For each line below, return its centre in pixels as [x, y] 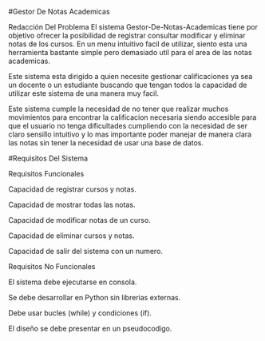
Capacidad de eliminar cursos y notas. [71, 236]
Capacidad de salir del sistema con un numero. [86, 251]
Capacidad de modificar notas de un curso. [80, 220]
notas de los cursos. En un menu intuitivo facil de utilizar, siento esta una [128, 44]
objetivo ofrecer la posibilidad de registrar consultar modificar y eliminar [127, 36]
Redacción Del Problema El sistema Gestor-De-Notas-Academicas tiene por [133, 27]
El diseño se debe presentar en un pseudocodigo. [90, 328]
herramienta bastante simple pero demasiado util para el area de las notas [131, 52]
